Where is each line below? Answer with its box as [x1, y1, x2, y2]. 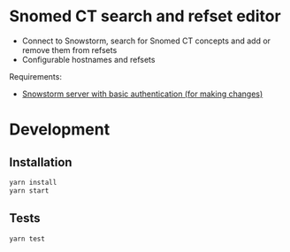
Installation [9, 155, 72, 170]
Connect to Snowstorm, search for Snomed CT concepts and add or [21, 35, 271, 46]
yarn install [9, 178, 57, 187]
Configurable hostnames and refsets [21, 54, 156, 65]
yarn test [9, 234, 46, 243]
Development [9, 119, 111, 140]
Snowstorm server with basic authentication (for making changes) [21, 88, 263, 99]
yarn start [9, 186, 50, 195]
